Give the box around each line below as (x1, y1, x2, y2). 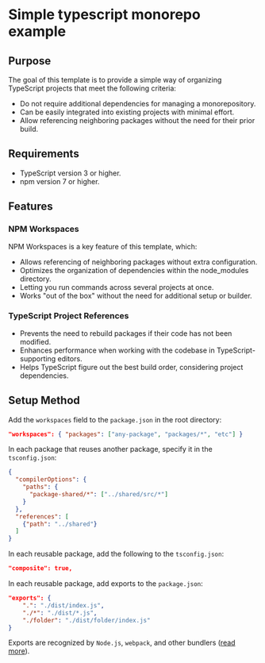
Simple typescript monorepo (8, 6, 201, 24)
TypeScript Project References (8, 310, 129, 322)
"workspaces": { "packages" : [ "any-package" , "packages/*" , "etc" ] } (8, 430, 244, 438)
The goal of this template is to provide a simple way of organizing (8, 75, 222, 84)
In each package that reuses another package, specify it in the (8, 445, 213, 454)
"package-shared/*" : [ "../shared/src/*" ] (29, 491, 169, 499)
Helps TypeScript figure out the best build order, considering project (19, 362, 244, 372)
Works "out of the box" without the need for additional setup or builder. (19, 291, 252, 300)
